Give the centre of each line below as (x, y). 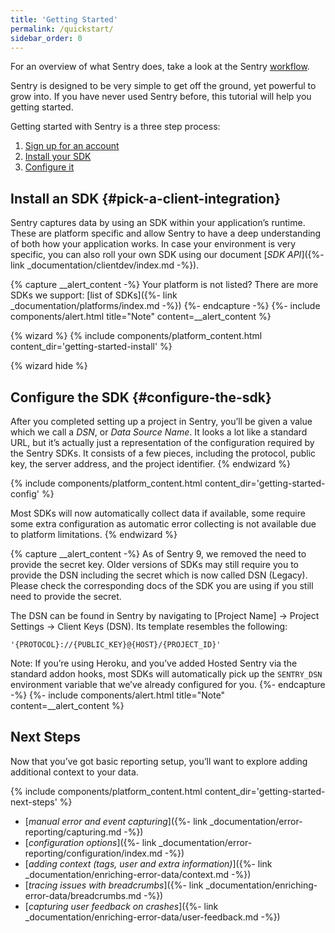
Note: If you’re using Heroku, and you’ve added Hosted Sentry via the (154, 663)
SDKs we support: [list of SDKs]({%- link (94, 295)
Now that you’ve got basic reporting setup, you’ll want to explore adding (159, 761)
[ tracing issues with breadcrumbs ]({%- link (114, 885)
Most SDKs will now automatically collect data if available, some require (158, 513)
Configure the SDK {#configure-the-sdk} (141, 397)
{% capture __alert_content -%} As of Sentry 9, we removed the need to (158, 554)
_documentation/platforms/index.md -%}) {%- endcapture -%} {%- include (165, 306)
